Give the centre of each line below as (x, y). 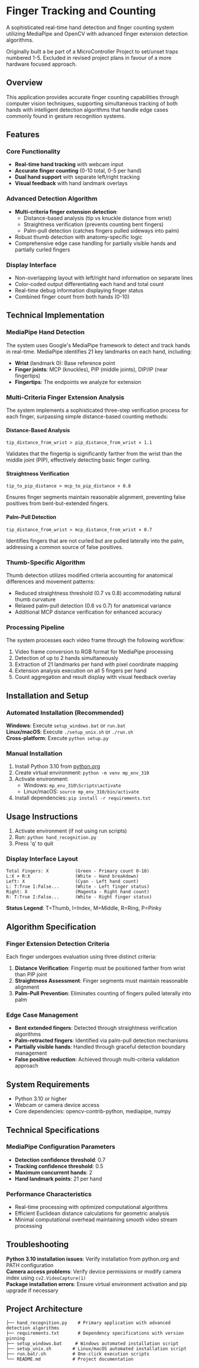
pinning (16, 1338)
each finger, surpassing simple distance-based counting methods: (87, 417)
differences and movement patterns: (51, 581)
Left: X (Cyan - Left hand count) (73, 882)
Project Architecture (44, 1309)
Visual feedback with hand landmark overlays (71, 183)
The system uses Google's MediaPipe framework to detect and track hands (98, 345)
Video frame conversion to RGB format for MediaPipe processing (94, 652)
